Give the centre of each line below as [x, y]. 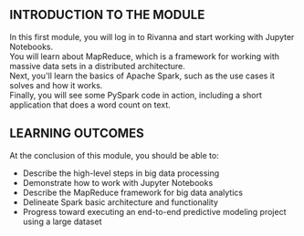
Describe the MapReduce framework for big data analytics [133, 192]
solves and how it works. [56, 85]
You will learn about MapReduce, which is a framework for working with [145, 56]
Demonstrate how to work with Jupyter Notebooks [118, 182]
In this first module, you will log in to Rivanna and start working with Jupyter [152, 36]
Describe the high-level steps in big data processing [121, 173]
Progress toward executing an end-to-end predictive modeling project [154, 211]
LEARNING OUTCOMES [77, 133]
